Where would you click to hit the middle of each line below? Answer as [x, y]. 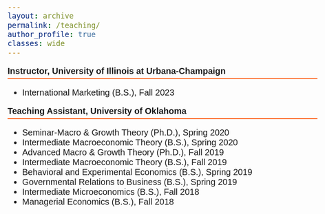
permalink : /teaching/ [54, 25]
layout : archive [41, 16]
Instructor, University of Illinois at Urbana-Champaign [117, 71]
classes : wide [36, 43]
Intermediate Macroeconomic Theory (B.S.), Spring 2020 [130, 142]
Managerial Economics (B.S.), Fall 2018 [98, 201]
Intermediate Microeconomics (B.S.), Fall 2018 [111, 192]
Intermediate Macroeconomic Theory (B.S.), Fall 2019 [125, 162]
